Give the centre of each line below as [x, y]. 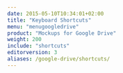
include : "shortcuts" [39, 46]
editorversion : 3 [32, 53]
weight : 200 [24, 40]
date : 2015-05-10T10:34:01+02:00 [56, 14]
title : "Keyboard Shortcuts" [49, 20]
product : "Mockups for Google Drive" [62, 33]
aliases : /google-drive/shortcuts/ [59, 59]
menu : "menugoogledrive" [43, 26]
